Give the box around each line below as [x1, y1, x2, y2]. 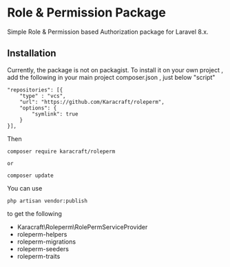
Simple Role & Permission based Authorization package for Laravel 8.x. [7, 28, 209, 36]
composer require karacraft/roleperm [7, 148, 116, 155]
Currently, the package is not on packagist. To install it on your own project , [7, 65, 224, 74]
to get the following [7, 209, 62, 217]
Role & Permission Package [7, 5, 167, 21]
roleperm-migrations [17, 237, 76, 246]
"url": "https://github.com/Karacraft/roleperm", [19, 98, 165, 105]
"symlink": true [32, 110, 79, 118]
